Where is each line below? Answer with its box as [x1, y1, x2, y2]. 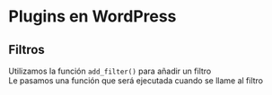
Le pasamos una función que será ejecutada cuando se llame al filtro [8, 75, 264, 86]
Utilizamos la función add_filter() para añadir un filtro [8, 65, 212, 76]
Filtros [8, 42, 46, 57]
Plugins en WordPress [8, 6, 177, 27]
